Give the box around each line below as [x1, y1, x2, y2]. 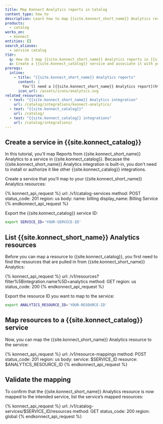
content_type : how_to [5, 12, 49, 17]
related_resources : [5, 93, 45, 98]
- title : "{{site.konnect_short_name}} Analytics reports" [14, 75, 136, 80]
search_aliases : [5, 43, 38, 48]
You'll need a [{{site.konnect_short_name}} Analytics [22, 84, 136, 89]
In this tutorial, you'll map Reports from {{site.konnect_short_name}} [5, 151, 141, 157]
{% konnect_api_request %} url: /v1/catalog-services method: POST [5, 191, 141, 196]
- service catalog [9, 48, 47, 53]
